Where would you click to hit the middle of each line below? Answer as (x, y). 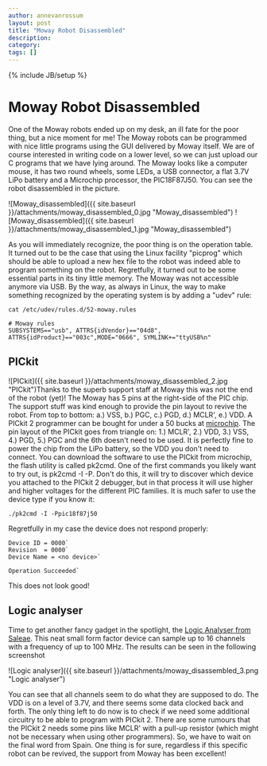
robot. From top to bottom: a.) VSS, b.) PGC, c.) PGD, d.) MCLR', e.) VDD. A (130, 415)
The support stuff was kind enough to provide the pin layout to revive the (128, 406)
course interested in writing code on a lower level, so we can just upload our (133, 154)
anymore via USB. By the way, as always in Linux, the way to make (117, 286)
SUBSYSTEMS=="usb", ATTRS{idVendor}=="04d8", (85, 331)
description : (30, 38)
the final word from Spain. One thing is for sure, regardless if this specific (128, 745)
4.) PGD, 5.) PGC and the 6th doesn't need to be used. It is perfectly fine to (131, 440)
